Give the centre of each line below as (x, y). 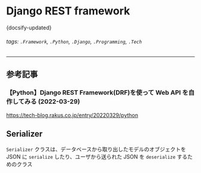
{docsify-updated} (29, 28)
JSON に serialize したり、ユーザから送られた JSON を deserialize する (97, 156)
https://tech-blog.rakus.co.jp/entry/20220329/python (72, 115)
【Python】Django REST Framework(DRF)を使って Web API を (97, 93)
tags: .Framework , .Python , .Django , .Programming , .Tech (74, 41)
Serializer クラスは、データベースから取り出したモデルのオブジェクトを (96, 149)
